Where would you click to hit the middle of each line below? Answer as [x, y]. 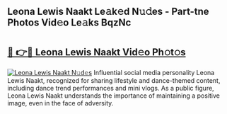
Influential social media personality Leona [154, 73]
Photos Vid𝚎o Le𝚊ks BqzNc [69, 23]
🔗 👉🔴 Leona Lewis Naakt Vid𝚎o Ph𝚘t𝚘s [97, 52]
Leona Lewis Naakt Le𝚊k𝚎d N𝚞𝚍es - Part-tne [109, 12]
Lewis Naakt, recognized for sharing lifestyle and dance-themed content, [114, 80]
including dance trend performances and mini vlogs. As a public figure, [111, 88]
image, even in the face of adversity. [60, 103]
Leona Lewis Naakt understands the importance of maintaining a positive [114, 96]
